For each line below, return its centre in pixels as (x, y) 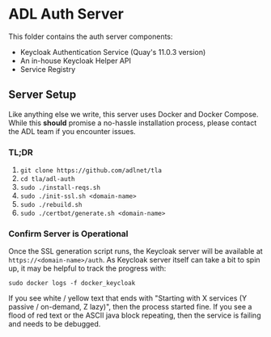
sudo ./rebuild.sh (51, 205)
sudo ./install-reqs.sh (60, 188)
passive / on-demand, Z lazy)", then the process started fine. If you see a (130, 307)
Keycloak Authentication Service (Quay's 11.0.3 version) (113, 52)
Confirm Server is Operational (68, 234)
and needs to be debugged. (55, 324)
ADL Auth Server (66, 14)
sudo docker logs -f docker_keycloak (72, 284)
